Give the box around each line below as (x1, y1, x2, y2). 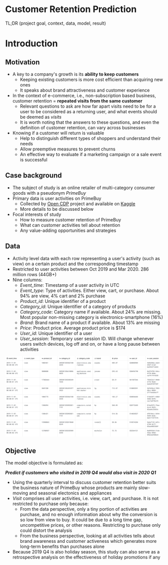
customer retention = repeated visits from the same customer (12, 98, 143, 104)
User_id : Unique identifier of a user (20, 330, 93, 336)
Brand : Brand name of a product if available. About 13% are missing (20, 319, 160, 326)
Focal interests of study (12, 211, 62, 217)
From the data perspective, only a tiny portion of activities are (20, 506, 147, 512)
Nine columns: (12, 277, 43, 283)
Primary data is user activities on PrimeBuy (12, 195, 102, 201)
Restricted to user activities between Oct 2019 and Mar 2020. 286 (12, 266, 149, 272)
